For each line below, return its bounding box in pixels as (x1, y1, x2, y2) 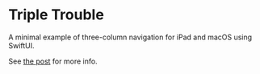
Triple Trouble (8, 6, 105, 24)
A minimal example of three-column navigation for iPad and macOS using (8, 32, 253, 42)
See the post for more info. (8, 56, 99, 66)
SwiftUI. (8, 40, 35, 50)
